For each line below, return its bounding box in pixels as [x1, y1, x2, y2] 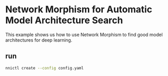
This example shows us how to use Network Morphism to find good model [5, 31, 163, 37]
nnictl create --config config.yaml [5, 65, 84, 70]
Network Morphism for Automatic [5, 4, 153, 15]
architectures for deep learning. [5, 37, 72, 43]
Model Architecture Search [5, 14, 123, 26]
